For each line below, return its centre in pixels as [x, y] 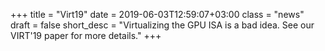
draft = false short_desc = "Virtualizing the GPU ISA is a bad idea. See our [162, 25]
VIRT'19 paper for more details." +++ [86, 35]
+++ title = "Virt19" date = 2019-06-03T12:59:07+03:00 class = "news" [157, 14]
